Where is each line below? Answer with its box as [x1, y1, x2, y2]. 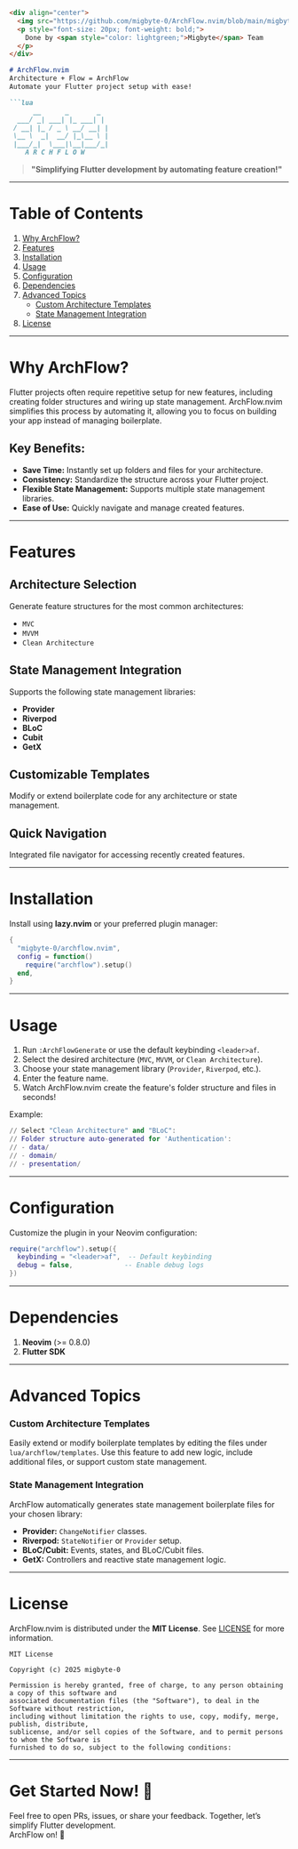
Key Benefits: [9, 441, 86, 456]
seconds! [21, 1092, 57, 1103]
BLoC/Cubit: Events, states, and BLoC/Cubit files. [21, 1544, 204, 1556]
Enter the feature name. [21, 1073, 109, 1084]
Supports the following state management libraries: [9, 686, 197, 697]
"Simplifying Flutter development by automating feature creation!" [30, 165, 283, 174]
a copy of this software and [9, 1688, 117, 1698]
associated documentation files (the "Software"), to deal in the [9, 1696, 260, 1705]
